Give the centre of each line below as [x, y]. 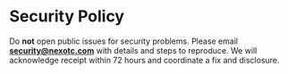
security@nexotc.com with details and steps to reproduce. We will [133, 50]
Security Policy [67, 16]
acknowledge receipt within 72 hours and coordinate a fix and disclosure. [144, 60]
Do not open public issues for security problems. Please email [124, 41]
